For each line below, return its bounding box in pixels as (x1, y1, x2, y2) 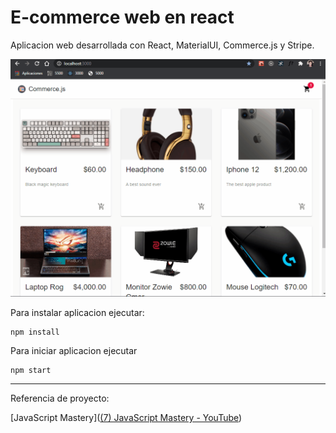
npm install (10, 327, 60, 337)
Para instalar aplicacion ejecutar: (10, 306, 145, 318)
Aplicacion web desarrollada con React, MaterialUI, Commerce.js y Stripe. (10, 39, 315, 51)
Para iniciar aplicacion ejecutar (10, 344, 138, 356)
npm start (10, 365, 52, 375)
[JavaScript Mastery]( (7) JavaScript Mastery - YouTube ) (10, 411, 243, 423)
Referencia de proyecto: (10, 392, 110, 404)
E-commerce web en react (10, 6, 235, 29)
